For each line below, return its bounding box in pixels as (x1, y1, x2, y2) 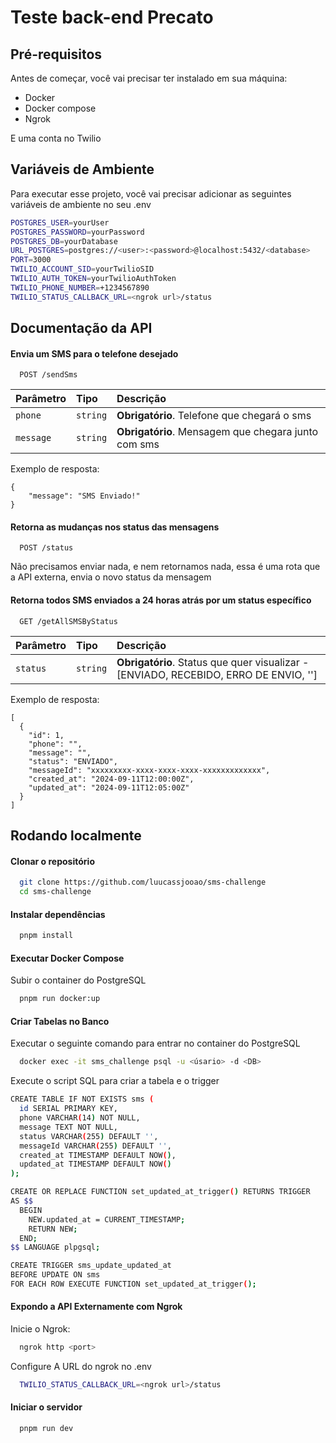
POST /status (19, 543, 74, 553)
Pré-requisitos (10, 46, 103, 63)
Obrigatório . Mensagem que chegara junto (116, 425, 319, 439)
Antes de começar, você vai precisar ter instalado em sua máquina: (10, 72, 288, 84)
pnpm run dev (19, 1424, 74, 1434)
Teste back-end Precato (10, 6, 214, 29)
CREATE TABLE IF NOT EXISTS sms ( (10, 1094, 155, 1105)
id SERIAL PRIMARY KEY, (19, 1104, 118, 1114)
